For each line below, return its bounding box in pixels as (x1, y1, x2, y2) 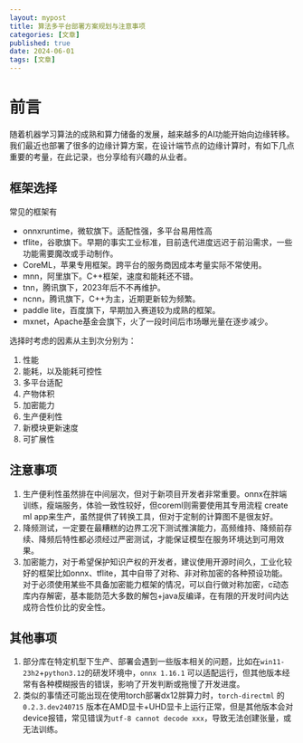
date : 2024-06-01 (9, 47, 75, 56)
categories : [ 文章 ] (9, 30, 80, 39)
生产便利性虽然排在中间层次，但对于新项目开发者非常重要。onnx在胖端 (22, 488, 288, 499)
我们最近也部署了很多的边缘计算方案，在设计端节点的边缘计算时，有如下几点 (9, 139, 295, 150)
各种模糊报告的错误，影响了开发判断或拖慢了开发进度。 (38, 679, 245, 690)
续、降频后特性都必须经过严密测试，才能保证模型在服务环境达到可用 (22, 533, 277, 544)
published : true (9, 38, 71, 48)
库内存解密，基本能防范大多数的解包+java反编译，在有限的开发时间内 (22, 590, 281, 601)
